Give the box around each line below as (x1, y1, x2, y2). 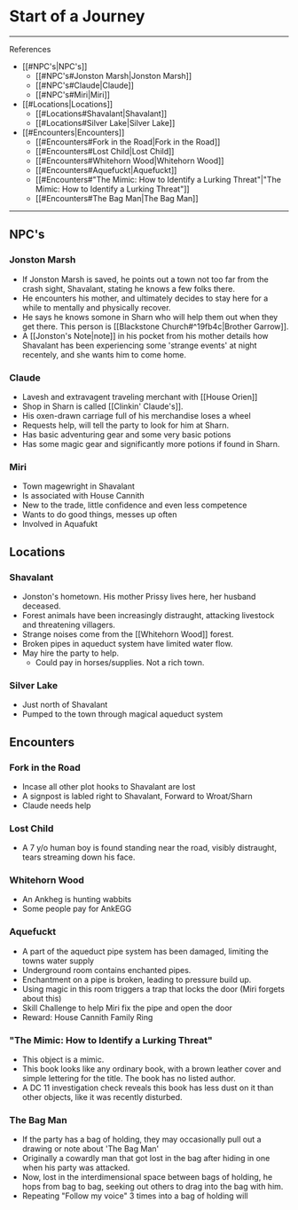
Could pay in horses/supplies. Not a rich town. (35, 656, 205, 667)
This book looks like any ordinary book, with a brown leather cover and (21, 1064, 282, 1074)
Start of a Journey (9, 6, 145, 27)
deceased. (21, 601, 61, 611)
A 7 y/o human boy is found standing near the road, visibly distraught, (21, 843, 278, 853)
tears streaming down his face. (21, 852, 136, 862)
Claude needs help (21, 800, 91, 811)
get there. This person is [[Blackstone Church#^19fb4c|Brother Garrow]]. (21, 321, 289, 332)
